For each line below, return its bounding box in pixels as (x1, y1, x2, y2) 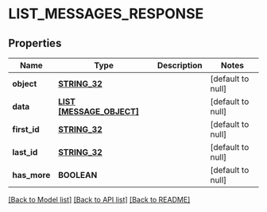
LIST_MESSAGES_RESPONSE (8, 5, 204, 23)
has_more (12, 170, 51, 180)
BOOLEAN (58, 170, 98, 180)
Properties (8, 37, 62, 50)
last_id (12, 147, 38, 157)
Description (157, 60, 203, 71)
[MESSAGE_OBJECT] (58, 106, 139, 117)
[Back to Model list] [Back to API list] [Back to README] (8, 195, 191, 204)
